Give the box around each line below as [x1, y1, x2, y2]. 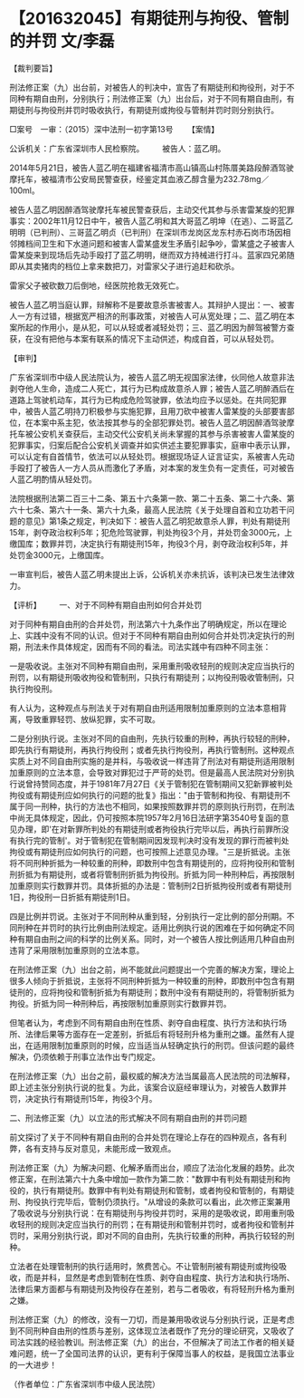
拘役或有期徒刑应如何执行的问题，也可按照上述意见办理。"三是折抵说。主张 [9, 846, 291, 857]
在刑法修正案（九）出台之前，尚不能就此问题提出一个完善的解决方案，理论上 [9, 964, 295, 975]
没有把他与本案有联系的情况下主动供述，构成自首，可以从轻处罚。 [33, 333, 279, 344]
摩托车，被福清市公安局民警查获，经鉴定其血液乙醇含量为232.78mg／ [9, 173, 270, 184]
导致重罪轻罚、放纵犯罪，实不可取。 [24, 713, 160, 725]
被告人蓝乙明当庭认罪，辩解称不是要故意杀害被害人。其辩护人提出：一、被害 [9, 299, 295, 310]
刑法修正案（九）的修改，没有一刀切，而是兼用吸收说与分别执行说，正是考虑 [9, 1314, 295, 1325]
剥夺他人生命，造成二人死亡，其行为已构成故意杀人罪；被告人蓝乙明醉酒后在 [9, 382, 295, 394]
